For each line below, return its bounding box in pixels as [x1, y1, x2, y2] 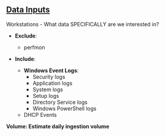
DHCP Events [23, 111, 57, 118]
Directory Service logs [32, 98, 88, 106]
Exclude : [14, 32, 38, 39]
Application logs [32, 79, 73, 86]
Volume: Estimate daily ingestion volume [6, 122, 110, 130]
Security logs [32, 73, 66, 80]
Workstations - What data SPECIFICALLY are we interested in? [6, 20, 160, 27]
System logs [32, 86, 64, 93]
